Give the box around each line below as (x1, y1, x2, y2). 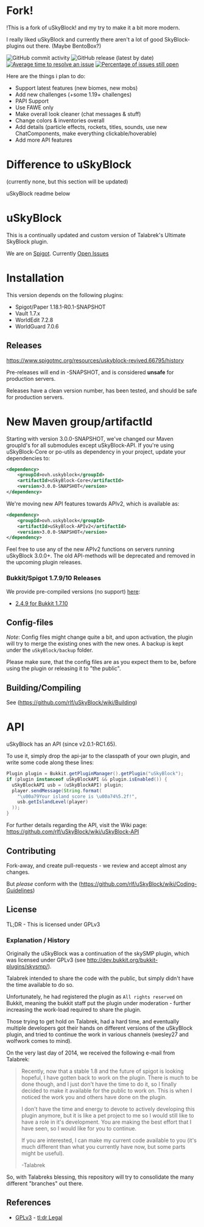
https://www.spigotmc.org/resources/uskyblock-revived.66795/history (6, 356, 184, 364)
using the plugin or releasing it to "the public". (6, 665, 121, 672)
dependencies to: (6, 454, 51, 462)
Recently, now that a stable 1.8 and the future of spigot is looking (21, 1067, 184, 1075)
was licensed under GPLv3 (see (6, 956, 86, 964)
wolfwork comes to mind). (6, 1037, 72, 1045)
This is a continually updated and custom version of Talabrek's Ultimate (6, 231, 186, 238)
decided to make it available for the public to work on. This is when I (21, 1087, 192, 1094)
